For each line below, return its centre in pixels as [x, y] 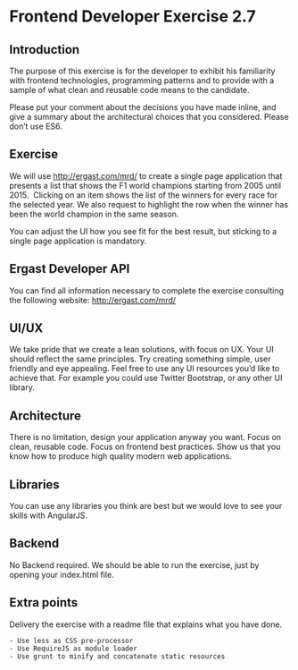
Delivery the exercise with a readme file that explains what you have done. [146, 624]
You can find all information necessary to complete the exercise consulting [146, 290]
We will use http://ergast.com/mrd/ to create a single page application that [146, 175]
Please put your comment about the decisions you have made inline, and [143, 107]
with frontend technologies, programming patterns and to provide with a [142, 81]
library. [22, 387]
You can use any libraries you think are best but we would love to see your [146, 506]
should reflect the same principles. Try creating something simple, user [140, 359]
